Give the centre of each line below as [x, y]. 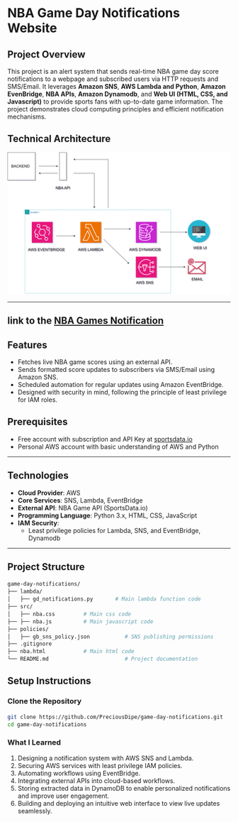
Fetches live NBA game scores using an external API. [95, 362]
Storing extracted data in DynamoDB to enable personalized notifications [124, 788]
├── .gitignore [30, 644]
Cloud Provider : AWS [49, 493]
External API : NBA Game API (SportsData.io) [83, 508]
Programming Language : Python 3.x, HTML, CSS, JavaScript [107, 515]
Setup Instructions [49, 681]
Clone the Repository [45, 701]
